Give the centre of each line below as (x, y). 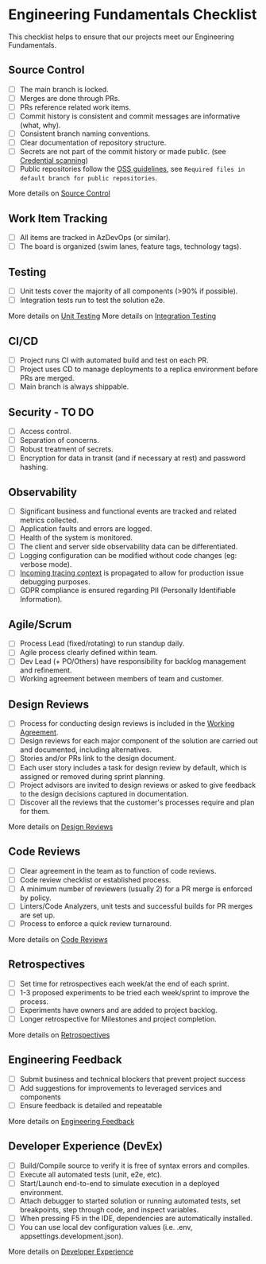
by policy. (35, 898)
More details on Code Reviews (58, 939)
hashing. (34, 467)
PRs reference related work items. (75, 107)
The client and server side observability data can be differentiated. (129, 547)
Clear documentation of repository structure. (93, 143)
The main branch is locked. (64, 89)
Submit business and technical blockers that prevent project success (133, 1079)
